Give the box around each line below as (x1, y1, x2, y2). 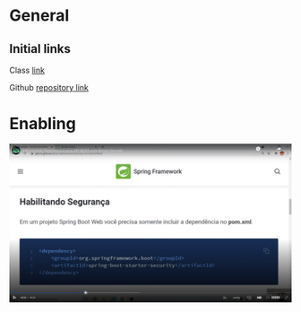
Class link (9, 65, 45, 75)
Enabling (9, 114, 76, 134)
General (9, 5, 70, 26)
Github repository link (9, 82, 90, 92)
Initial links (9, 41, 72, 56)
